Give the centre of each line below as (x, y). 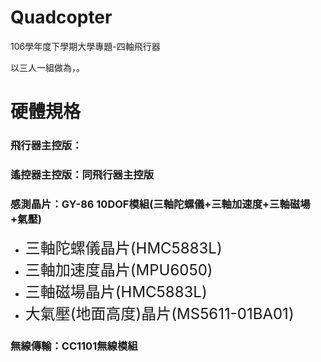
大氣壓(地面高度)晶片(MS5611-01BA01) (159, 314)
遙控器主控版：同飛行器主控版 (82, 174)
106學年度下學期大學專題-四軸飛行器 (85, 46)
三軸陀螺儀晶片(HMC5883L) (123, 248)
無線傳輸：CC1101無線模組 (74, 346)
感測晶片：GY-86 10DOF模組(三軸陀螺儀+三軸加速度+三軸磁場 (160, 204)
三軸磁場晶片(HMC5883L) (116, 292)
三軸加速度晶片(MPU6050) (118, 270)
